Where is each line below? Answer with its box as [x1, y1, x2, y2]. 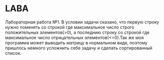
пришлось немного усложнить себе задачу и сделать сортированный [5, 45, 153, 51]
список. [5, 50, 22, 56]
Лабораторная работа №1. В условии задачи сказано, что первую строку [5, 19, 160, 25]
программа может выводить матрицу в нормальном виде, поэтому [5, 40, 148, 45]
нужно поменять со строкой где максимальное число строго [5, 24, 135, 30]
